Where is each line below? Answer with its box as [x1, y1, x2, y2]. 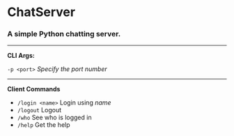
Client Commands [7, 85, 61, 93]
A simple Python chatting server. [7, 29, 121, 39]
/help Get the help [17, 121, 71, 129]
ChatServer [7, 4, 75, 20]
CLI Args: [7, 52, 35, 60]
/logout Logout [17, 106, 62, 114]
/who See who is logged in [17, 113, 92, 122]
